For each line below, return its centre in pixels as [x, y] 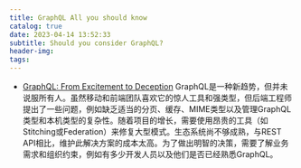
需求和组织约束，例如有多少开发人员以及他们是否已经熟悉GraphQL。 [150, 154]
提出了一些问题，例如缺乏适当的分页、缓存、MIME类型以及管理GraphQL [157, 109]
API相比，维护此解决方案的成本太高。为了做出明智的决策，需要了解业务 [155, 143]
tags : [19, 60]
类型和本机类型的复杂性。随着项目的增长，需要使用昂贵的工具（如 [145, 120]
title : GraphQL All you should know [78, 18]
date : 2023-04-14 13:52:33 [60, 34]
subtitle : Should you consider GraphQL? [87, 43]
